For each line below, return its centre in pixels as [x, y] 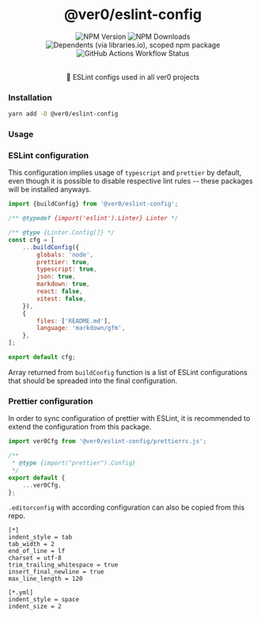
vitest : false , [62, 298]
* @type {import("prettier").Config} [74, 463]
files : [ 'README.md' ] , [74, 321]
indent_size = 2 [35, 607]
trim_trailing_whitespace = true [63, 565]
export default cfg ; [42, 358]
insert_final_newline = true [56, 572]
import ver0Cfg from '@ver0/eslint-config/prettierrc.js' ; [108, 442]
